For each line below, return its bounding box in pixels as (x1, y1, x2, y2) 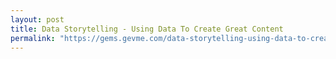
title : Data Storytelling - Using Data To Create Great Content (10, 24, 284, 34)
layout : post (10, 14, 65, 25)
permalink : (10, 33, 56, 43)
